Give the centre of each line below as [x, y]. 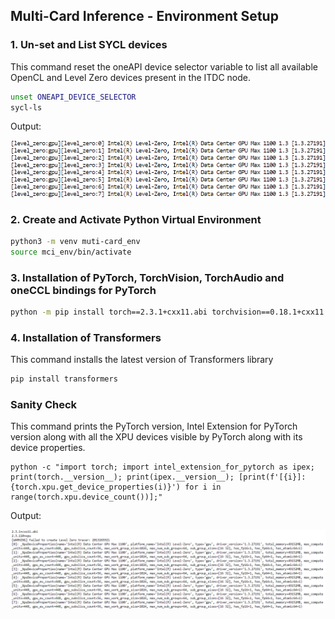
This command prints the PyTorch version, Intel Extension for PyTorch [154, 426]
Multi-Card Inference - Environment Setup [144, 16]
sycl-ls [26, 107]
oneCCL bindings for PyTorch [83, 290]
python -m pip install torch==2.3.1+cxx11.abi [109, 312]
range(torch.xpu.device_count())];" [86, 497]
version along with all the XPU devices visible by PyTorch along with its [156, 437]
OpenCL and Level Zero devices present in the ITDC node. [131, 77]
